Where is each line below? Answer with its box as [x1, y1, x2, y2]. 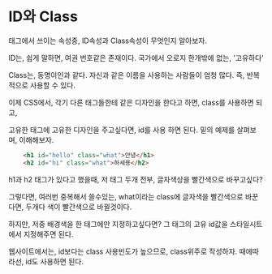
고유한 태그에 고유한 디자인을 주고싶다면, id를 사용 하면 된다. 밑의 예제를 [8, 125, 235, 135]
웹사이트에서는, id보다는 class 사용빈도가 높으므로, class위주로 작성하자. [8, 246, 238, 256]
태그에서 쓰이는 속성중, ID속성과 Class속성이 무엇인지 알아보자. [8, 36, 207, 45]
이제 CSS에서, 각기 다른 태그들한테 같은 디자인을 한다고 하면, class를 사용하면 [8, 97, 254, 107]
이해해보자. [19, 135, 54, 144]
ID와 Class [8, 7, 79, 26]
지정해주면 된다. [23, 229, 74, 239]
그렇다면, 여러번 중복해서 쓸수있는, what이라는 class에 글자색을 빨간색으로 [8, 191, 244, 201]
